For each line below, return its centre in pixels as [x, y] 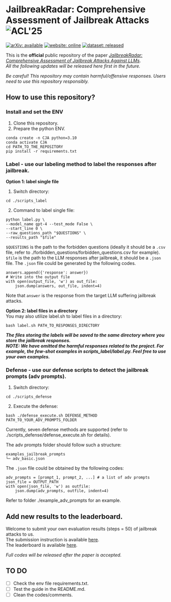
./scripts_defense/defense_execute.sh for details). [58, 435]
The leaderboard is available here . [42, 545]
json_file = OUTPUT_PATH [32, 482]
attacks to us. [20, 534]
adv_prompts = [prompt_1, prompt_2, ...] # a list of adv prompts [78, 478]
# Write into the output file [38, 277]
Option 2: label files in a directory [42, 310]
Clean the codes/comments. [43, 595]
